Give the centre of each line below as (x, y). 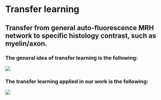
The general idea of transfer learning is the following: (72, 58)
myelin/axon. (26, 43)
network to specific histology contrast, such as (81, 35)
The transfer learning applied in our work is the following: (77, 81)
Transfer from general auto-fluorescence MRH (80, 28)
